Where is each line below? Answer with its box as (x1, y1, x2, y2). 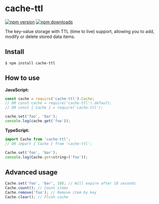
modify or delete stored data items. (5, 34, 75, 39)
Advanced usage (5, 168, 58, 176)
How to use (5, 74, 40, 82)
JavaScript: (5, 87, 29, 93)
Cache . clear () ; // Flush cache (5, 194, 69, 200)
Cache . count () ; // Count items (5, 185, 69, 190)
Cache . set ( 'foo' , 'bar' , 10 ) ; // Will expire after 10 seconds (5, 181, 136, 186)
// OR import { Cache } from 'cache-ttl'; (5, 141, 92, 146)
